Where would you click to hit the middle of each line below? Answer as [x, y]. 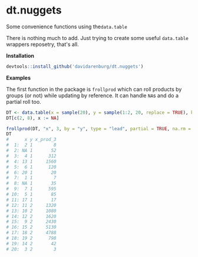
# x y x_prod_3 [32, 140]
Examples [19, 78]
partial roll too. [24, 101]
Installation [20, 55]
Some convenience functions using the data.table [67, 27]
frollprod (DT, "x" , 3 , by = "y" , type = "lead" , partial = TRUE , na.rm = [99, 128]
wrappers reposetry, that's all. [43, 44]
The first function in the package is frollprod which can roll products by [94, 89]
